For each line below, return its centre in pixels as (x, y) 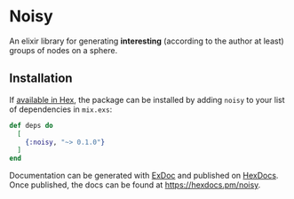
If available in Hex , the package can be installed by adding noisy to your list (147, 99)
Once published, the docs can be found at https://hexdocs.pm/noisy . (135, 185)
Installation (41, 79)
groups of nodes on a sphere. (64, 50)
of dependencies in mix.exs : (61, 109)
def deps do (31, 125)
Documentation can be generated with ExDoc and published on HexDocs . (144, 176)
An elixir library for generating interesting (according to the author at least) (147, 41)
